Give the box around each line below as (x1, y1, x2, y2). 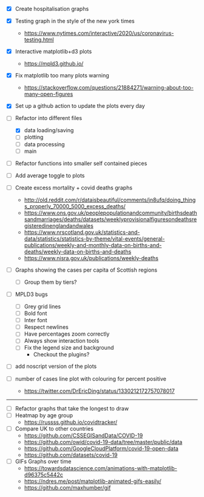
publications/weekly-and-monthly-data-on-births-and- (24, 241, 162, 248)
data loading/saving (24, 127, 74, 134)
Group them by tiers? (24, 278, 77, 286)
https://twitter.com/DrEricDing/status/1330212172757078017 (24, 387, 175, 395)
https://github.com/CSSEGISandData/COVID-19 (24, 432, 143, 439)
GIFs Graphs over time (15, 457, 72, 465)
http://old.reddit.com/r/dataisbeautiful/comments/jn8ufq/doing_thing (24, 196, 196, 203)
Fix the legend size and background (24, 344, 114, 351)
